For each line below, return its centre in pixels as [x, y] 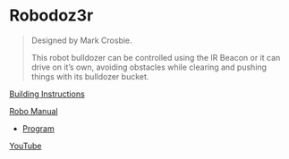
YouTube [25, 146]
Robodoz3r [51, 16]
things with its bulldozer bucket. [90, 76]
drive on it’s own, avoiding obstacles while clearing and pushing [149, 67]
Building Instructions [47, 94]
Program [38, 128]
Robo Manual [34, 111]
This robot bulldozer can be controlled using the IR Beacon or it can [156, 57]
